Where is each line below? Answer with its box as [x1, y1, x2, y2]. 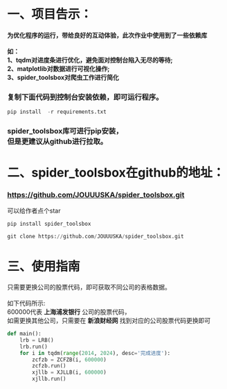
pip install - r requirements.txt [7, 108, 107, 115]
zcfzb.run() [32, 363, 67, 370]
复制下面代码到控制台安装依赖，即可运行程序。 [7, 92, 163, 101]
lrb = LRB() [19, 336, 54, 344]
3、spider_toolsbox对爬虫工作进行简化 [7, 73, 120, 81]
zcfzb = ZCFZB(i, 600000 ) [32, 356, 107, 363]
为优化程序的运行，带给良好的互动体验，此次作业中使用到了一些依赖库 [7, 31, 208, 39]
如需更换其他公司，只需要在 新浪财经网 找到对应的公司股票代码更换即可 [7, 317, 211, 325]
